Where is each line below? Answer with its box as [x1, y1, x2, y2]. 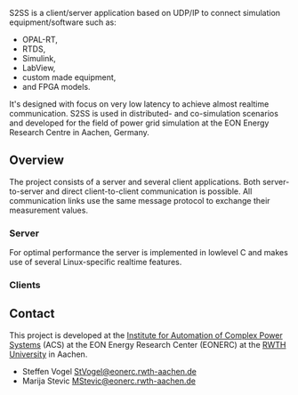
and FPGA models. [21, 82, 91, 92]
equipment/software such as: [9, 17, 117, 28]
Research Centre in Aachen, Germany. [9, 127, 149, 137]
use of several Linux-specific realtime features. [9, 257, 182, 268]
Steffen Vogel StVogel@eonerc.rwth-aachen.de [21, 366, 197, 376]
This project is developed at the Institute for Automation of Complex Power [9, 329, 283, 341]
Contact [9, 306, 55, 321]
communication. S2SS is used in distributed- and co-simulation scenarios [9, 109, 278, 118]
